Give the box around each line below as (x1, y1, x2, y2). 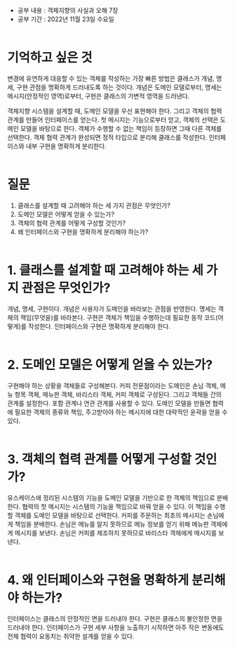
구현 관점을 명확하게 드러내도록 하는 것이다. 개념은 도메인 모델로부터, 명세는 (16, 83, 222, 91)
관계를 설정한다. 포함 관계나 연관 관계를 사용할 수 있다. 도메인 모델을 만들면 (7, 399, 211, 407)
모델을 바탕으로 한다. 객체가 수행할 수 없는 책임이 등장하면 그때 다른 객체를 (20, 124, 222, 132)
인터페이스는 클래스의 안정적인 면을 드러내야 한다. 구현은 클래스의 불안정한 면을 (7, 614, 223, 622)
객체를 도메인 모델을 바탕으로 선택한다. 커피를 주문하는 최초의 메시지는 (14, 511, 206, 519)
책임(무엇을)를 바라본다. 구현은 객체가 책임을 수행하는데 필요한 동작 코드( (20, 313, 218, 321)
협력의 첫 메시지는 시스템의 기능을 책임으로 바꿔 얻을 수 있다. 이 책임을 (22, 502, 213, 511)
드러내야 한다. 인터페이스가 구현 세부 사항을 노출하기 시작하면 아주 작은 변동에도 (7, 623, 224, 632)
